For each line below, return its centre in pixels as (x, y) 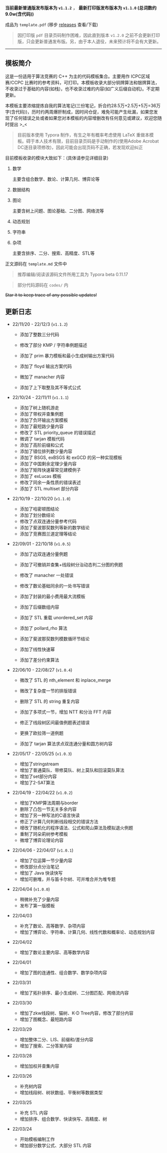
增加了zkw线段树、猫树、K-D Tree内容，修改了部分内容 (77, 1013)
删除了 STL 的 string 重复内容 (49, 701)
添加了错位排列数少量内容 (46, 451)
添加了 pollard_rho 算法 (43, 628)
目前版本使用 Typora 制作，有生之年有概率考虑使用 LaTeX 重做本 (83, 135)
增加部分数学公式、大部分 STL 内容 (56, 1145)
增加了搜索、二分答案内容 (46, 1045)
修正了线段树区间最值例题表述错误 (55, 722)
